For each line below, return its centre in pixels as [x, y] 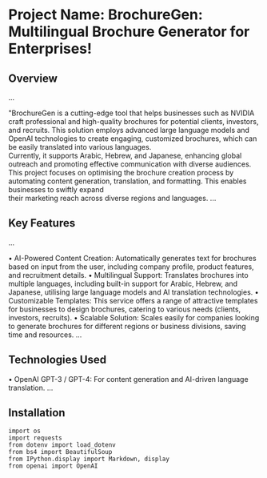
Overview [33, 78]
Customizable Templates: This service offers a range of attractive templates [133, 300]
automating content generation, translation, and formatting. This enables [128, 181]
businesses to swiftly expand [56, 189]
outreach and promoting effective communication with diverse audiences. [130, 164]
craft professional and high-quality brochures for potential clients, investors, [133, 121]
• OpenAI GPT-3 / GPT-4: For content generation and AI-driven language [129, 379]
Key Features [42, 223]
